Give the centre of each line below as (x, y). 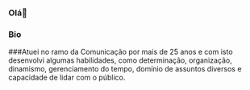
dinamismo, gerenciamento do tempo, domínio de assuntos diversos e (125, 69)
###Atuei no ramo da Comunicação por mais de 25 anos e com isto (121, 52)
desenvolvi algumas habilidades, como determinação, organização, (120, 60)
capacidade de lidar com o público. (67, 78)
